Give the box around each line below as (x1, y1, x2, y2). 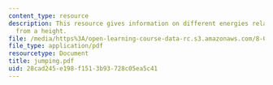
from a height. (15, 27, 67, 35)
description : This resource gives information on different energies (8, 19, 249, 28)
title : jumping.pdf (8, 57, 75, 66)
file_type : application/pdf (8, 42, 104, 50)
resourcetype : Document (8, 49, 89, 57)
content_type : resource (8, 11, 89, 20)
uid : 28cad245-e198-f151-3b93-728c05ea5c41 (8, 65, 158, 73)
